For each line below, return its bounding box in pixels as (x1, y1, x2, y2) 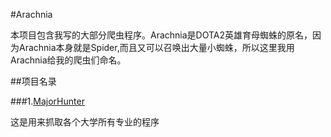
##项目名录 (10, 75, 57, 87)
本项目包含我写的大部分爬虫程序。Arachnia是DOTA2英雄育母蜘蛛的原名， (10, 29, 313, 41)
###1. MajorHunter (10, 95, 85, 107)
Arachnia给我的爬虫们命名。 (10, 54, 127, 66)
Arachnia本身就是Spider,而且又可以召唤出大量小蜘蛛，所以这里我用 (18, 42, 295, 53)
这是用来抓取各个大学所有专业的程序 (10, 116, 160, 128)
